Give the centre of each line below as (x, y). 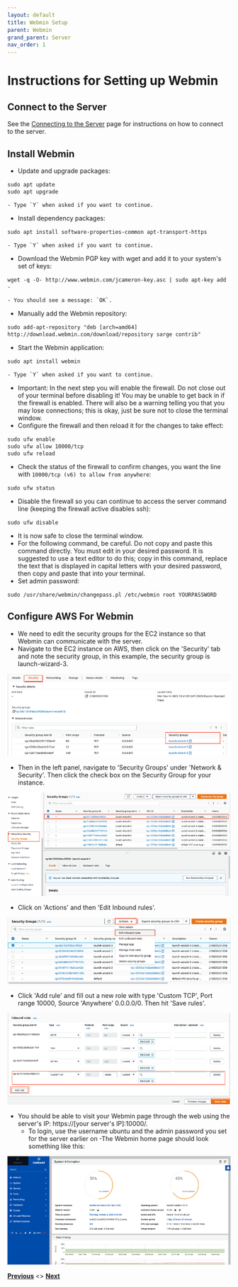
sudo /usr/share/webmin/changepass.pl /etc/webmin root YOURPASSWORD (112, 595)
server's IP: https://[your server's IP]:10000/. (83, 1124)
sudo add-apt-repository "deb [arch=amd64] (73, 327)
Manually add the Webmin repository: (72, 313)
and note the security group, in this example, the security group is (114, 656)
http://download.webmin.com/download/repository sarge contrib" (104, 334)
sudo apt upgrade (33, 191)
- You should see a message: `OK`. (60, 300)
